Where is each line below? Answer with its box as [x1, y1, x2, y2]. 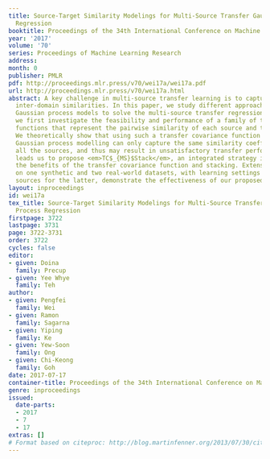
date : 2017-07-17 [8, 371, 67, 379]
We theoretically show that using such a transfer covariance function [15, 131, 261, 139]
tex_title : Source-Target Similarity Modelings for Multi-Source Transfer [8, 199, 264, 207]
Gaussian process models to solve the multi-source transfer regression [15, 110, 264, 118]
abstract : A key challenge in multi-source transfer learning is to [8, 94, 243, 102]
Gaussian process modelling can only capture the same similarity [15, 139, 243, 147]
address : [8, 57, 38, 65]
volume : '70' [8, 42, 52, 50]
